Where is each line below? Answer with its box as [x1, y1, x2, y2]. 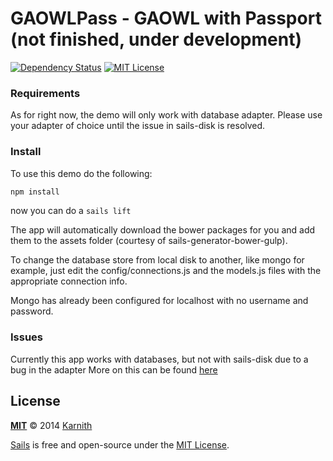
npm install [10, 187, 60, 197]
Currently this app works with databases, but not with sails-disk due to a [10, 353, 309, 365]
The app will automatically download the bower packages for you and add [10, 224, 316, 236]
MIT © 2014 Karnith [10, 419, 93, 431]
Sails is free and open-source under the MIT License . [10, 438, 230, 451]
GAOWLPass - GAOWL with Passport [10, 7, 322, 30]
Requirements [10, 86, 81, 100]
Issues [10, 330, 44, 344]
